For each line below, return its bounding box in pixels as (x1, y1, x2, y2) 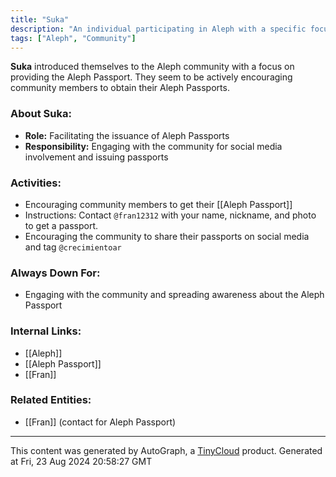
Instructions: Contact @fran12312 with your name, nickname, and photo (24, 209, 317, 221)
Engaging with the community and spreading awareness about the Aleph (24, 289, 325, 301)
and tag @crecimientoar (24, 241, 122, 253)
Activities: (10, 176, 62, 190)
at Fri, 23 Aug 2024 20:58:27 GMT (10, 455, 153, 467)
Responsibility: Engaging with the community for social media (24, 140, 283, 152)
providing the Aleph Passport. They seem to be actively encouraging (10, 71, 293, 83)
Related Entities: (10, 393, 92, 407)
